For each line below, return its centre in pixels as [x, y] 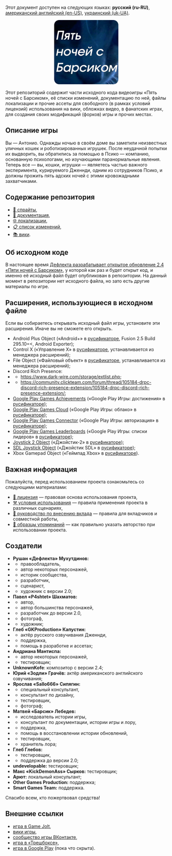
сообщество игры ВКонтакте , [45, 837]
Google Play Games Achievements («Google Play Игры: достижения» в [89, 399]
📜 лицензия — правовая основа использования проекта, [75, 497]
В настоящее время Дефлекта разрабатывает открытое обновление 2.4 [85, 265]
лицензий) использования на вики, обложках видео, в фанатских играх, [84, 109]
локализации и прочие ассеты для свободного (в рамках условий [78, 103]
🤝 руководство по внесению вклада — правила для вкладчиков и [85, 514]
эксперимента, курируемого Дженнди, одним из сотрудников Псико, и [84, 170]
